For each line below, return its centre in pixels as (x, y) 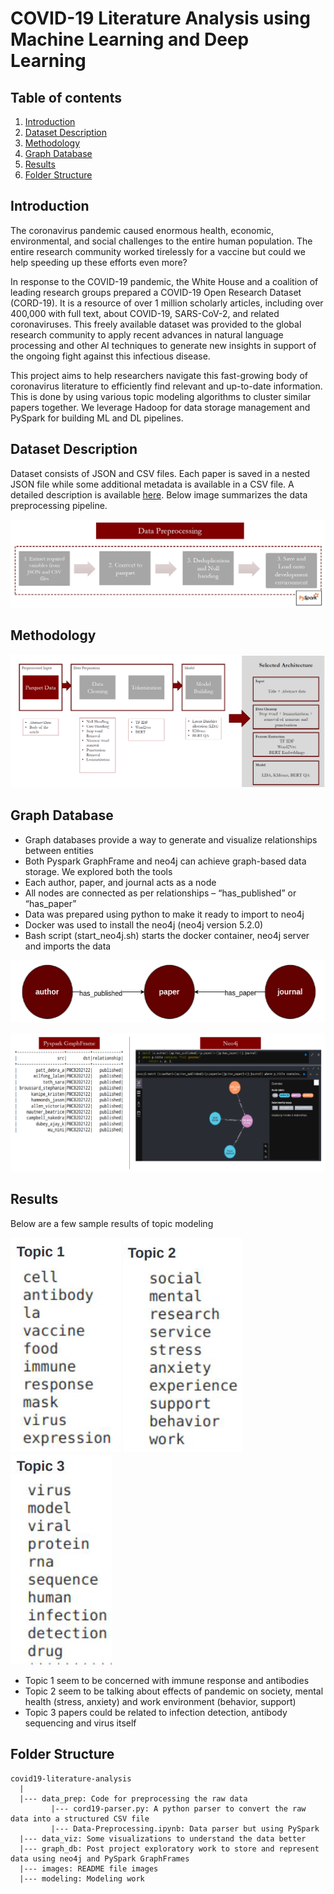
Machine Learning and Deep (130, 39)
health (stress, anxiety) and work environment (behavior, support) (160, 1701)
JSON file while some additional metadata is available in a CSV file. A (152, 484)
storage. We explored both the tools (98, 871)
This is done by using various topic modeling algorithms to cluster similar (161, 396)
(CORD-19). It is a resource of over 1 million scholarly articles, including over (167, 303)
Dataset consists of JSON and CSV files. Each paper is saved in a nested (160, 473)
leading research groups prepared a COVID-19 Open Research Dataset (156, 292)
